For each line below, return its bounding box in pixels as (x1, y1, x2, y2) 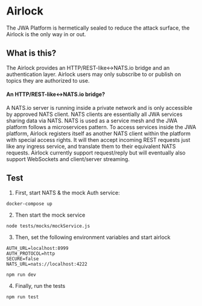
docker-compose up (6, 200, 52, 206)
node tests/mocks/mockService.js (6, 223, 90, 229)
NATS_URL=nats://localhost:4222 (6, 261, 87, 267)
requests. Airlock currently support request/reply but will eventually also (6, 149, 186, 156)
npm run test (6, 294, 39, 300)
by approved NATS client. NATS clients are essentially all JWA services (6, 110, 183, 118)
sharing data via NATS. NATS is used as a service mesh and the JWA (6, 116, 178, 124)
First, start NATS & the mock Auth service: (14, 189, 120, 196)
